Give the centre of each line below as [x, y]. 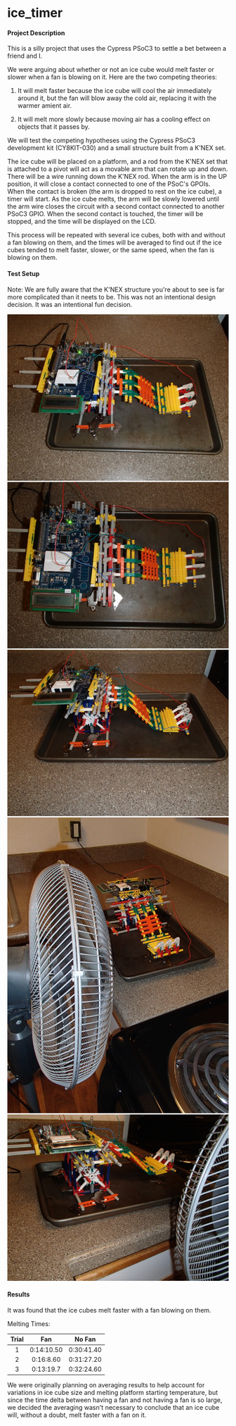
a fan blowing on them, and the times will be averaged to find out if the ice [115, 243]
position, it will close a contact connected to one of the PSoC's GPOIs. [109, 184]
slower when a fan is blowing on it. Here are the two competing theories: [112, 77]
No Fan [85, 1339]
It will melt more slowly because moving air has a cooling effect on [114, 119]
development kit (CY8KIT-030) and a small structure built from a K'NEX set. [117, 148]
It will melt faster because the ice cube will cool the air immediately [114, 91]
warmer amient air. [45, 106]
